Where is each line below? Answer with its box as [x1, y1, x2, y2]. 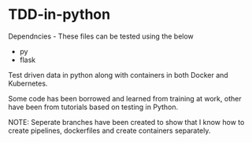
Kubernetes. [8, 79, 48, 88]
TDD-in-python [8, 5, 111, 24]
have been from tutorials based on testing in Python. [8, 102, 179, 112]
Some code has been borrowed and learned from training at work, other [8, 93, 242, 103]
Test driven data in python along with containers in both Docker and [8, 70, 228, 79]
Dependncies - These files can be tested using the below [8, 31, 195, 41]
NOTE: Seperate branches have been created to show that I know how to [8, 117, 245, 126]
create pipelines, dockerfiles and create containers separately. [8, 126, 211, 135]
